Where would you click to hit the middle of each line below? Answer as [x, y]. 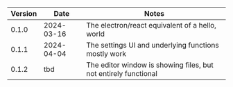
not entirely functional [122, 74]
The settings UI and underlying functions [153, 45]
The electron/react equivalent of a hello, [152, 25]
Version [24, 13]
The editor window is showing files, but [150, 65]
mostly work [106, 54]
